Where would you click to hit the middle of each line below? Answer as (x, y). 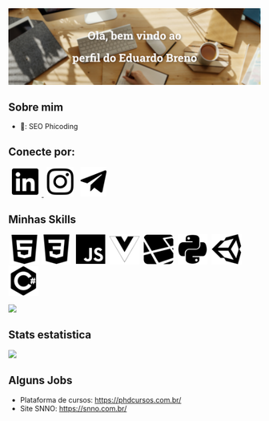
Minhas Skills (42, 219)
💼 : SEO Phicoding (49, 127)
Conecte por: (42, 152)
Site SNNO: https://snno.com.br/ (73, 408)
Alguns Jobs (40, 381)
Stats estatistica (50, 335)
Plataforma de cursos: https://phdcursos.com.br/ (100, 399)
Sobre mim (36, 107)
